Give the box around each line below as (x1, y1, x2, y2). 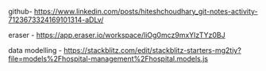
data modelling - (8, 46, 62, 54)
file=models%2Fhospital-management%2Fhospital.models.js (8, 54, 209, 63)
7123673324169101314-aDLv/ (8, 15, 104, 24)
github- (8, 7, 33, 16)
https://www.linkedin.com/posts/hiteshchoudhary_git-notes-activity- (34, 7, 258, 16)
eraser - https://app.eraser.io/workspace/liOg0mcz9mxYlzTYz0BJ (8, 31, 226, 39)
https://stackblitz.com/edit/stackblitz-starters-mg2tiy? (63, 46, 242, 54)
